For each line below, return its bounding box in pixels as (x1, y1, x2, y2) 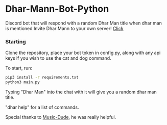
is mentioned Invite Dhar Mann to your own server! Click (5, 25, 124, 31)
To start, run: (5, 65, 33, 71)
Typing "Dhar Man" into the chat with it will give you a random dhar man (5, 89, 157, 95)
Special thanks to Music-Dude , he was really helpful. (5, 114, 116, 120)
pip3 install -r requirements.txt (5, 75, 79, 80)
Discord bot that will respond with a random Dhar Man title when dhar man (5, 20, 162, 26)
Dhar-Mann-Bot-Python (5, 3, 109, 15)
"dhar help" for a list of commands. (5, 104, 79, 110)
